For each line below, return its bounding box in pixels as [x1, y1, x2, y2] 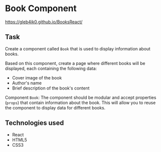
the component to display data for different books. [5, 105, 106, 110]
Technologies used [5, 119, 64, 127]
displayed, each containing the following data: [5, 65, 97, 71]
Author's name [12, 80, 42, 86]
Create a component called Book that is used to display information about [5, 46, 151, 51]
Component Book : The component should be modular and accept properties [5, 94, 157, 100]
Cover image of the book [12, 75, 62, 80]
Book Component [5, 3, 77, 14]
